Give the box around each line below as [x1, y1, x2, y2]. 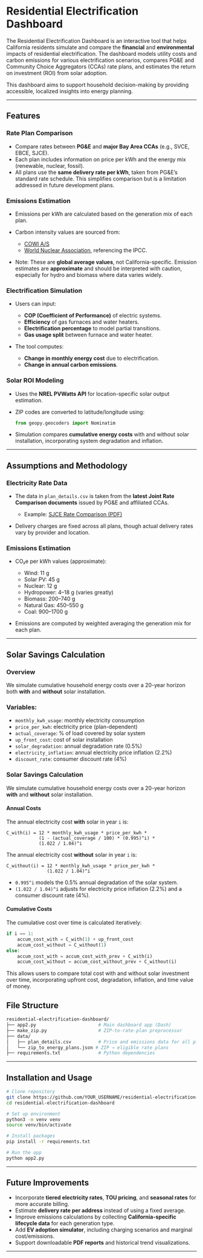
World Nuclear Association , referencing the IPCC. [24, 247, 147, 254]
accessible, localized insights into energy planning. [6, 87, 134, 95]
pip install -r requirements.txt [6, 1139, 91, 1145]
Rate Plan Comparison [6, 129, 73, 138]
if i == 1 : [6, 931, 34, 937]
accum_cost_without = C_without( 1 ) [17, 942, 107, 948]
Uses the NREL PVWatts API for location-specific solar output [14, 390, 170, 398]
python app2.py [6, 1155, 45, 1161]
